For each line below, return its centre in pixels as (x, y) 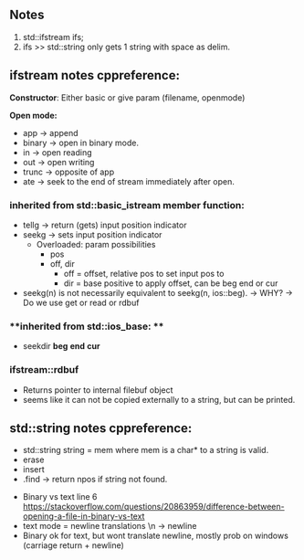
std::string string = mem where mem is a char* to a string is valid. (146, 450)
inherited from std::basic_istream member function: (127, 205)
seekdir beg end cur (61, 346)
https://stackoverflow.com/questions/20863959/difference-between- (153, 507)
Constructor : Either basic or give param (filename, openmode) (127, 97)
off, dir (63, 263)
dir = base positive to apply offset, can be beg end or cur (171, 283)
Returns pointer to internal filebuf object (98, 390)
